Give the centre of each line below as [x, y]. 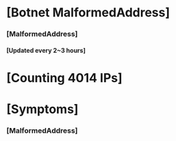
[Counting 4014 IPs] [64, 78]
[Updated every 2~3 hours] [46, 50]
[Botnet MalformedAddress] [88, 13]
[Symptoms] [42, 109]
